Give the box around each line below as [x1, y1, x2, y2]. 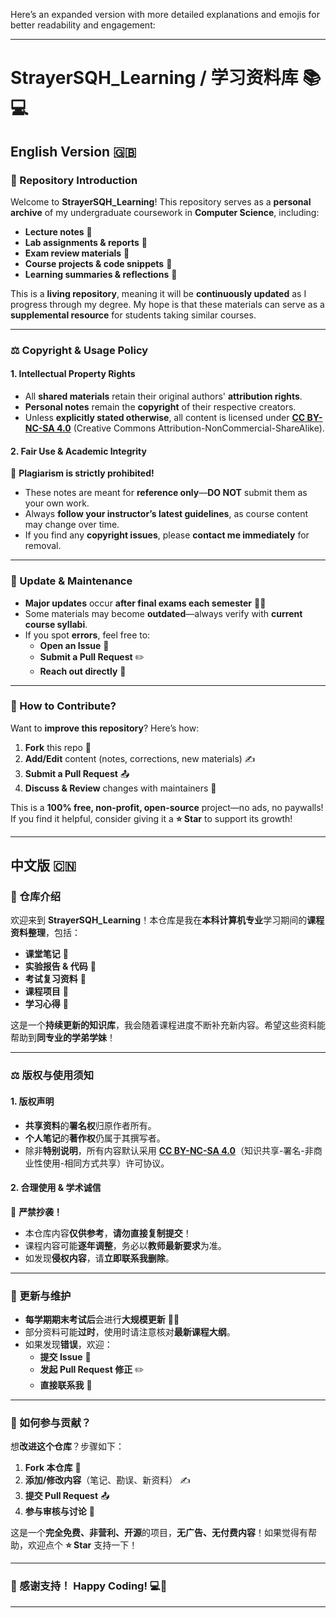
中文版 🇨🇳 [10, 857, 77, 874]
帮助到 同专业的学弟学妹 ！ [10, 1032, 116, 1044]
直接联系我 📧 [39, 1379, 93, 1391]
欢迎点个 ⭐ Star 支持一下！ [27, 1539, 138, 1551]
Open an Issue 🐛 [39, 639, 110, 651]
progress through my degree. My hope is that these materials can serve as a [10, 298, 325, 310]
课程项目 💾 [24, 985, 69, 998]
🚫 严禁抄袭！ [10, 1205, 63, 1218]
